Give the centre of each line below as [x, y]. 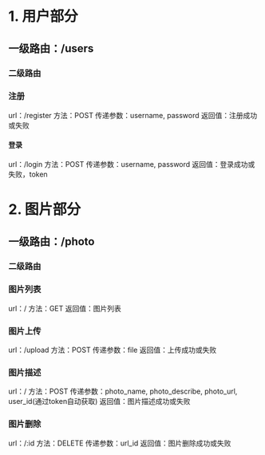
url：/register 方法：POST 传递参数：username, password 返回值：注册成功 [133, 115]
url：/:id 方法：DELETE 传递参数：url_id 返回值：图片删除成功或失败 [120, 443]
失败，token [28, 174]
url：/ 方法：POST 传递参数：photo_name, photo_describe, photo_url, [123, 391]
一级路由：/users [51, 48]
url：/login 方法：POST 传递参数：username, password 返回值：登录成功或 [132, 164]
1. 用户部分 [43, 16]
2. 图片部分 [45, 210]
